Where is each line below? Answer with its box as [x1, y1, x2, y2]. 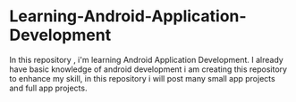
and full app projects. [9, 82, 88, 93]
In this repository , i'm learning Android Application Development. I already [9, 54, 283, 65]
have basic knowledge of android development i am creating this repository [9, 64, 288, 75]
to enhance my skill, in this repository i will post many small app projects [9, 73, 275, 83]
